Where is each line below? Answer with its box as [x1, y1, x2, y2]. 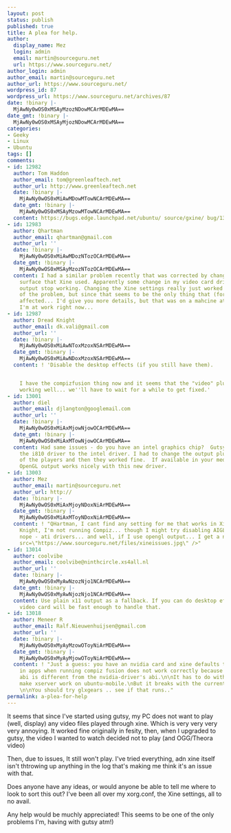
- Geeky [7, 131, 30, 138]
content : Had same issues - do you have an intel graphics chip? [13, 444, 205, 451]
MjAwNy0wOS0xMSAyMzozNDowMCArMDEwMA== [13, 106, 125, 113]
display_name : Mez [13, 42, 67, 49]
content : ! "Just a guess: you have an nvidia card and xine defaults [13, 661, 220, 668]
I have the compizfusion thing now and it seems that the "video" [19, 379, 214, 387]
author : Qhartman [13, 227, 63, 234]
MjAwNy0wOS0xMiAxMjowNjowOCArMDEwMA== [19, 425, 131, 432]
